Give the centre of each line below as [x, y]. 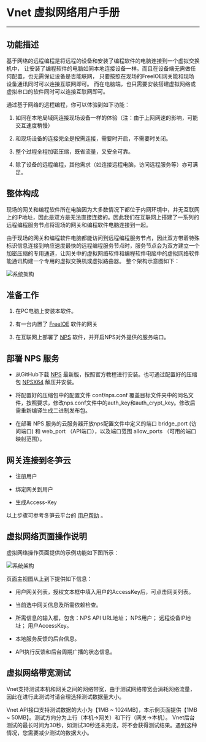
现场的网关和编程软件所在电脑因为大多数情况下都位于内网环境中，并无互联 [100, 209]
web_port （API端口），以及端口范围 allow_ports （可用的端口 [119, 432]
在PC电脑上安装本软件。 [46, 311]
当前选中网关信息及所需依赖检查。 [58, 605]
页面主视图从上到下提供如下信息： [49, 578]
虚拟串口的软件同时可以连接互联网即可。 [57, 91]
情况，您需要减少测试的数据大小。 [49, 733]
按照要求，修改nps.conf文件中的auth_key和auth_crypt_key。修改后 [111, 403]
